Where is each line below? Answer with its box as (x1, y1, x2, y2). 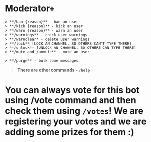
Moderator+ (5, 3, 55, 14)
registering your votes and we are (5, 116, 147, 127)
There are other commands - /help (17, 67, 90, 73)
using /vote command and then (5, 95, 136, 106)
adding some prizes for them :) (5, 127, 135, 138)
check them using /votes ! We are (5, 105, 144, 117)
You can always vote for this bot (5, 85, 140, 95)
